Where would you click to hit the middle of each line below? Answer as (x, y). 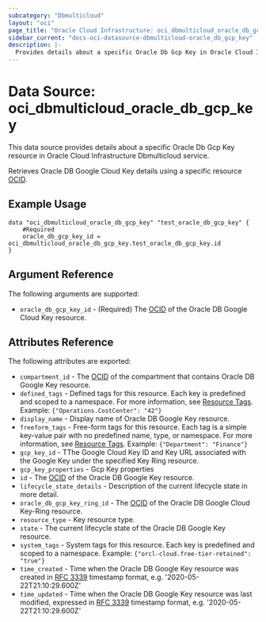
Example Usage (47, 204)
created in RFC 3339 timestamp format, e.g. (91, 577)
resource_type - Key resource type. (77, 520)
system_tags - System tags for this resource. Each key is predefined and (137, 545)
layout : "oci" (32, 23)
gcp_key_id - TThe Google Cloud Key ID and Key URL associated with (133, 452)
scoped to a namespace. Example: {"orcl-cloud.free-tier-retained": (135, 553)
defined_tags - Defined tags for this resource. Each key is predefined (132, 394)
